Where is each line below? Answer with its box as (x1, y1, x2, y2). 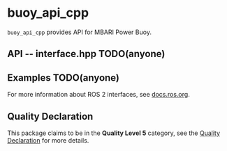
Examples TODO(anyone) (7, 72, 120, 84)
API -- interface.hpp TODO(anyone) (7, 48, 166, 60)
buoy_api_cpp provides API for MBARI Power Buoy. (7, 28, 152, 36)
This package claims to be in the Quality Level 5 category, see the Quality (7, 129, 221, 137)
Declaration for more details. (7, 136, 89, 144)
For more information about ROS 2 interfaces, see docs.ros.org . (7, 90, 190, 99)
